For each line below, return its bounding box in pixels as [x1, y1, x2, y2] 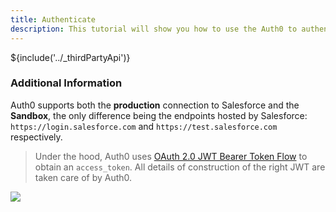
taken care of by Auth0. [34, 171, 133, 183]
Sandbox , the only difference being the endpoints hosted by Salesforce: [10, 109, 308, 121]
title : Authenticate [10, 14, 97, 25]
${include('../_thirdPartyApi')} [10, 51, 131, 63]
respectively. [10, 131, 63, 143]
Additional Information [10, 76, 123, 90]
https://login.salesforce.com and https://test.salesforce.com [10, 120, 278, 132]
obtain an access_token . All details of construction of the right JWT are [34, 161, 326, 173]
